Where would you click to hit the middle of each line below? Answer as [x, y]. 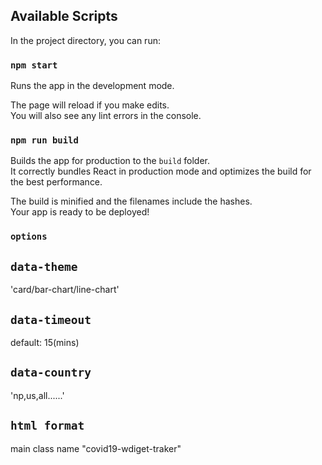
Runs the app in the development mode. [92, 86]
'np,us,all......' [37, 395]
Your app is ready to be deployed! [80, 212]
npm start [34, 65]
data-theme [44, 266]
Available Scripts [64, 16]
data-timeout [51, 319]
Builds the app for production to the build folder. [110, 161]
